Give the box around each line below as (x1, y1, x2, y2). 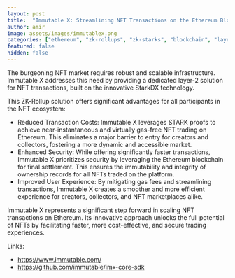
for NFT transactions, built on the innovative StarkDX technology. (7, 83, 194, 92)
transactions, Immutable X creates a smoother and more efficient (17, 185, 205, 193)
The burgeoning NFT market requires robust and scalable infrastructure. (7, 68, 215, 77)
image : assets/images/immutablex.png (7, 29, 117, 37)
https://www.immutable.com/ (17, 255, 102, 263)
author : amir (7, 23, 45, 30)
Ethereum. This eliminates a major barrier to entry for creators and (17, 132, 208, 141)
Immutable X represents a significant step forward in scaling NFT (7, 206, 194, 214)
